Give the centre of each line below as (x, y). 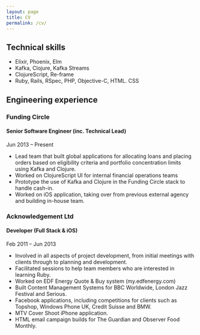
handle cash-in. (34, 188)
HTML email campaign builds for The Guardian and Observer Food (97, 319)
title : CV (19, 17)
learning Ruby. (33, 274)
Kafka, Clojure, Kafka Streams (52, 68)
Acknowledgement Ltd (40, 216)
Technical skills (36, 47)
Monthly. (26, 325)
